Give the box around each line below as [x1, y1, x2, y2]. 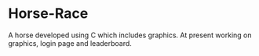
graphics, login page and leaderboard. [8, 38, 132, 47]
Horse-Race [8, 5, 89, 23]
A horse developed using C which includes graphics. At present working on [8, 30, 252, 40]
